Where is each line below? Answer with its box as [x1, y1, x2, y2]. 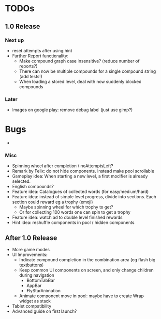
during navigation [19, 272, 55, 278]
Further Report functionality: [12, 53, 69, 59]
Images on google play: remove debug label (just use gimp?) [12, 107, 133, 113]
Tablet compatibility [12, 303, 52, 309]
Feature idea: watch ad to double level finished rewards [12, 214, 123, 221]
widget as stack [19, 298, 51, 304]
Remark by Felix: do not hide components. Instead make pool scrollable [12, 168, 155, 174]
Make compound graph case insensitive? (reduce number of [19, 58, 140, 64]
